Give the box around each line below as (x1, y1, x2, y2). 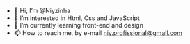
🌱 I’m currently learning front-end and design (13, 21, 144, 29)
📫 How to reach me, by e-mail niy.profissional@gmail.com (13, 29, 183, 37)
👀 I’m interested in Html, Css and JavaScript (13, 14, 141, 22)
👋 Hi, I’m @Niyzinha (13, 7, 71, 14)
